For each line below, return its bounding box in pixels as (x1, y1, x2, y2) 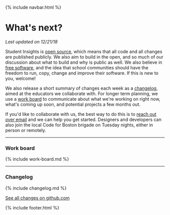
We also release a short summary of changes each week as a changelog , (5, 85, 158, 91)
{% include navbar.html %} (5, 5, 62, 10)
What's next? (5, 22, 63, 33)
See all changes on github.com (5, 195, 70, 201)
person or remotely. (5, 127, 47, 133)
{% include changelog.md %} (5, 185, 67, 191)
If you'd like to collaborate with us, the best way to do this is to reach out (5, 111, 157, 117)
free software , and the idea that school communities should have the (5, 64, 149, 70)
